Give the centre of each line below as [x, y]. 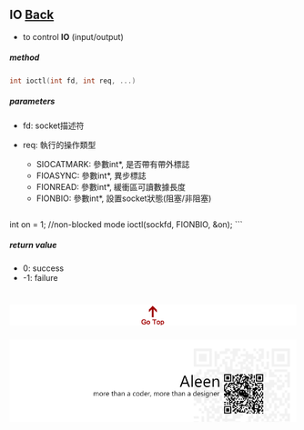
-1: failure [40, 277]
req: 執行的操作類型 [59, 145]
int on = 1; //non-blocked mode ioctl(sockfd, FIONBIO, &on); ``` [126, 224]
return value [33, 245]
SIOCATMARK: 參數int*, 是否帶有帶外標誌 [113, 164]
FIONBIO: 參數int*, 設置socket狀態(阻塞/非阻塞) [124, 198]
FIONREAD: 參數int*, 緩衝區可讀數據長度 [111, 186]
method [25, 57]
